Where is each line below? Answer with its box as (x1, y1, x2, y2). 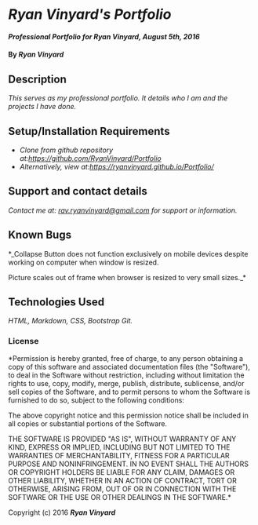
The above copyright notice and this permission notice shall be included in (8, 410, 249, 420)
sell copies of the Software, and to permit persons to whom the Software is (8, 387, 251, 396)
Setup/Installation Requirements (8, 124, 170, 138)
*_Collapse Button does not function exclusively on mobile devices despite (8, 249, 249, 258)
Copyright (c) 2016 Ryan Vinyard (8, 508, 116, 517)
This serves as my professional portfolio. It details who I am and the (8, 93, 228, 103)
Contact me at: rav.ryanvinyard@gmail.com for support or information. (8, 206, 238, 215)
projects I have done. (8, 102, 77, 111)
